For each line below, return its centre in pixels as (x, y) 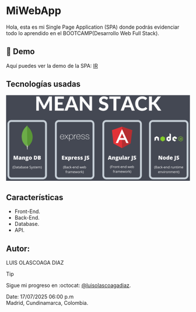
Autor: (18, 248)
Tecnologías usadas (43, 84)
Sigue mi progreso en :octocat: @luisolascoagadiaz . (69, 285)
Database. (27, 224)
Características (35, 197)
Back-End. (27, 218)
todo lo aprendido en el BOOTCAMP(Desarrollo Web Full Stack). (83, 33)
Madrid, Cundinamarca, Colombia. (47, 303)
